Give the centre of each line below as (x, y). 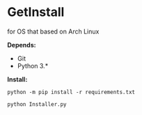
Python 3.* (33, 66)
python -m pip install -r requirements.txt (71, 92)
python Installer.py (37, 104)
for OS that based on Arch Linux (53, 31)
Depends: (22, 45)
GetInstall (36, 12)
